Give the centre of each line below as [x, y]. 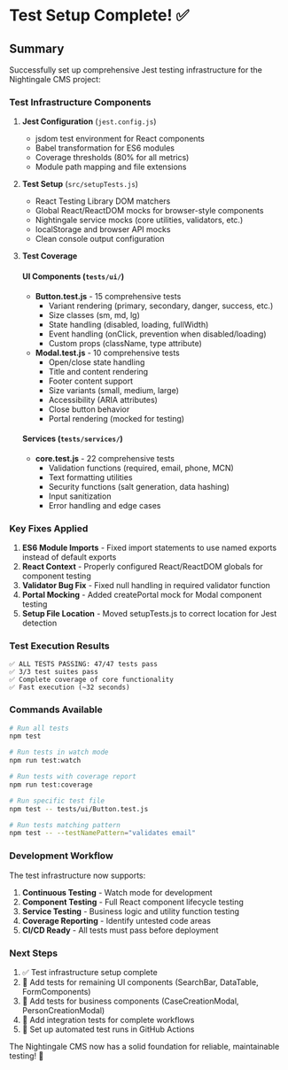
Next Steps [34, 953]
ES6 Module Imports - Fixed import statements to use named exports [149, 547]
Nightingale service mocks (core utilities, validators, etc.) [139, 220]
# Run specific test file [57, 801]
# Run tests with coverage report [73, 777]
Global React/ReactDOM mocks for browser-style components [149, 211]
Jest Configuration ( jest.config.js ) [89, 121]
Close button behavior [89, 409]
